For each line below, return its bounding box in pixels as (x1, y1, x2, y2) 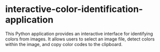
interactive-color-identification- (5, 3, 143, 15)
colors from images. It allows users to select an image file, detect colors (5, 36, 155, 42)
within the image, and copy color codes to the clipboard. (5, 41, 123, 47)
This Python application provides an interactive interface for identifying (5, 30, 153, 36)
